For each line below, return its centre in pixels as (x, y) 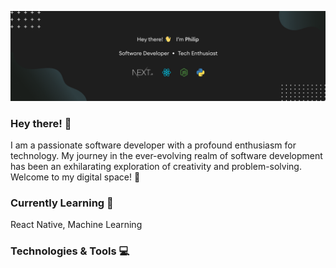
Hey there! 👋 (41, 123)
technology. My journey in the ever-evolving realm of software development (166, 156)
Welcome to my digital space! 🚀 (75, 177)
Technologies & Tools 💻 (70, 251)
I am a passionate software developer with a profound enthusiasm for (153, 145)
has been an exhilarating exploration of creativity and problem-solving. (156, 167)
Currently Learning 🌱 (62, 203)
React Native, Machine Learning (76, 225)
